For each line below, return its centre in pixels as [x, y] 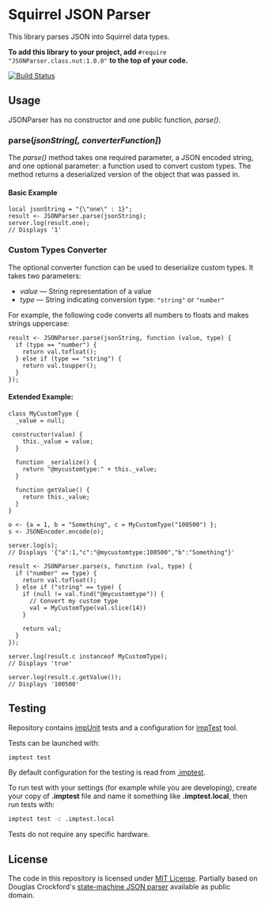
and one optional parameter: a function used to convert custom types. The [130, 166]
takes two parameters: [45, 276]
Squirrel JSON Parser [79, 15]
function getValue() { [53, 490]
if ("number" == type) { [56, 573]
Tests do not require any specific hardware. [79, 835]
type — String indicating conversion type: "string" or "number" [122, 300]
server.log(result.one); [49, 224]
